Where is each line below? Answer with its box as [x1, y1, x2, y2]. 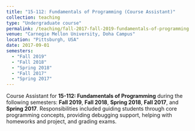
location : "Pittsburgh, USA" [6, 37, 79, 43]
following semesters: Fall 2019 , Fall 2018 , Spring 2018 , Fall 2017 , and [6, 99, 179, 106]
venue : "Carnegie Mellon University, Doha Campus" [6, 31, 136, 37]
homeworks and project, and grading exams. [6, 118, 117, 125]
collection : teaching [6, 14, 61, 20]
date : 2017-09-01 [6, 43, 50, 49]
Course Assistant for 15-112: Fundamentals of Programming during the [6, 93, 183, 100]
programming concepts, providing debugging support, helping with [6, 112, 172, 119]
